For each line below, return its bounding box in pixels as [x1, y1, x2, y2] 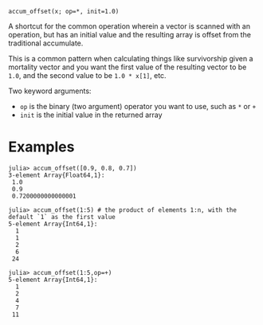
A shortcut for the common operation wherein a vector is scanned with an [8, 22, 251, 31]
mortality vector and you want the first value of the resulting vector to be [8, 62, 247, 72]
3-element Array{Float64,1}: [8, 171, 105, 179]
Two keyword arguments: [8, 86, 92, 96]
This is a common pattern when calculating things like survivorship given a [8, 54, 253, 63]
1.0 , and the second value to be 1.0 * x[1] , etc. [8, 71, 167, 80]
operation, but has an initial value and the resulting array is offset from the [8, 30, 251, 39]
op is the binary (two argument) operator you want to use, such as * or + [19, 102, 257, 111]
